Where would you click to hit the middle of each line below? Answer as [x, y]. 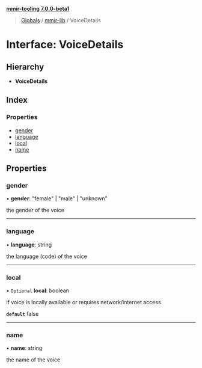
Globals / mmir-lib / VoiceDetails [61, 20]
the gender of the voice [35, 210]
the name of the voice [33, 360]
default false [23, 314]
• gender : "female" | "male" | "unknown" [57, 198]
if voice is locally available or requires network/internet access [84, 302]
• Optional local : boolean [38, 290]
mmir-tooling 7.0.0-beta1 [38, 9]
